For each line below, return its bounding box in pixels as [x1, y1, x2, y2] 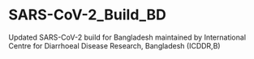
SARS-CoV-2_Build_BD [8, 6, 166, 24]
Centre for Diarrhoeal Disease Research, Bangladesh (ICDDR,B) [8, 40, 221, 50]
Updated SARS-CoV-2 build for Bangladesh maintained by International [8, 32, 246, 42]
